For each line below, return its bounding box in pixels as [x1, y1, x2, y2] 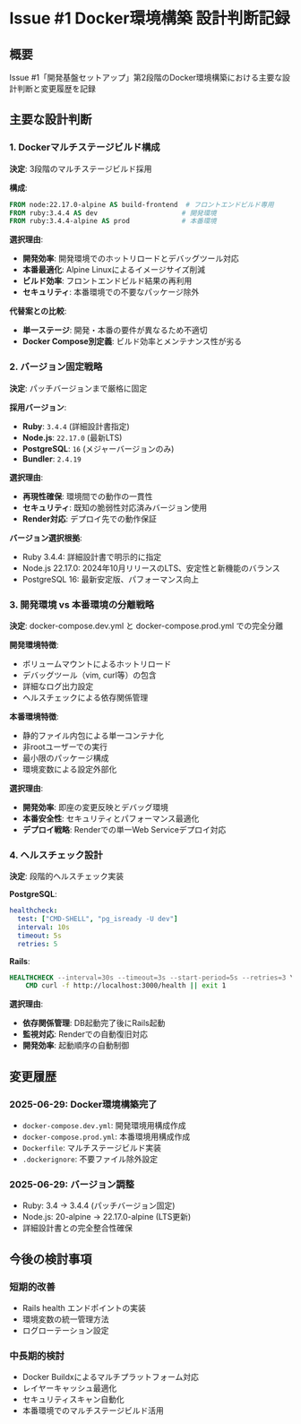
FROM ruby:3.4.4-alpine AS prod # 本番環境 [9, 217, 217, 226]
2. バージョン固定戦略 [9, 360, 103, 373]
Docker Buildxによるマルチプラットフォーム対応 [21, 1372, 200, 1383]
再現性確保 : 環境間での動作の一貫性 [21, 490, 153, 502]
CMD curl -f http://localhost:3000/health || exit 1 [25, 981, 227, 990]
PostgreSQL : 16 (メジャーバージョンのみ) [21, 443, 175, 453]
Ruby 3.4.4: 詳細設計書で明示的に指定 [21, 551, 162, 562]
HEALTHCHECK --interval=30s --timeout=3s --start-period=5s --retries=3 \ [9, 973, 295, 982]
